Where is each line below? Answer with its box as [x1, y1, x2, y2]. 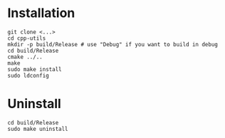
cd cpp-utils [7, 34, 46, 42]
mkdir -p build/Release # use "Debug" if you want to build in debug [7, 41, 219, 48]
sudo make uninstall [7, 125, 69, 132]
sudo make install [7, 65, 62, 73]
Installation [7, 5, 75, 21]
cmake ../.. [7, 53, 43, 60]
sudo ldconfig [7, 72, 50, 79]
